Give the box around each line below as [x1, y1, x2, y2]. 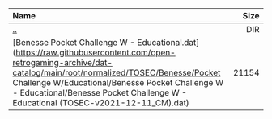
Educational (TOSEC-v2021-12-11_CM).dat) [12, 97, 190, 108]
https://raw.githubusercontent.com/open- [15, 47, 176, 58]
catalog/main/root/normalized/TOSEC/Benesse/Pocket [12, 68, 221, 78]
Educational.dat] [137, 37, 200, 47]
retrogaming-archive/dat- [12, 57, 113, 68]
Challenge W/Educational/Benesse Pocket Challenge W [12, 77, 224, 88]
